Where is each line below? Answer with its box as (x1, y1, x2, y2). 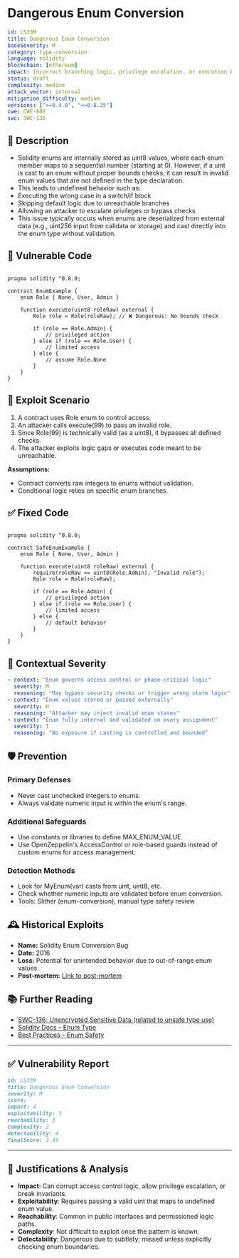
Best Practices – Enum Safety (17, 1031, 105, 1039)
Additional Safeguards (7, 817, 87, 827)
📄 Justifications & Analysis (7, 1162, 129, 1175)
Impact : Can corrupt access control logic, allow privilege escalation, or (17, 1182, 226, 1190)
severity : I (14, 722, 50, 730)
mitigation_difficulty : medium (7, 95, 100, 102)
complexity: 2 (7, 1123, 50, 1130)
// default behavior (45, 619, 107, 627)
